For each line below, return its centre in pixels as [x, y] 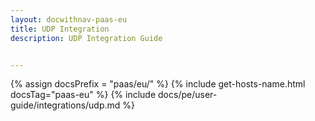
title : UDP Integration [60, 29]
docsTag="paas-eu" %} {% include [83, 95]
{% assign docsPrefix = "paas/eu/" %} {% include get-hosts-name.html [158, 84]
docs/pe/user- [188, 95]
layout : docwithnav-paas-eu [69, 19]
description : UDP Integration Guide [86, 38]
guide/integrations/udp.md [65, 105]
